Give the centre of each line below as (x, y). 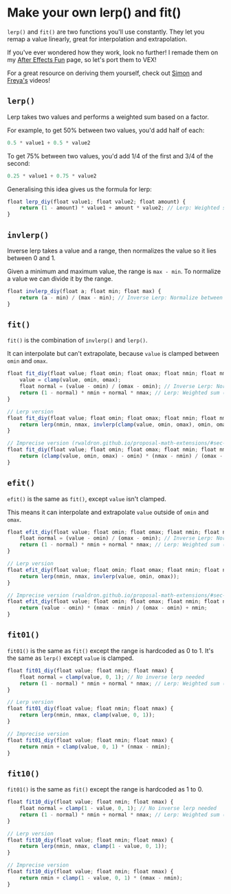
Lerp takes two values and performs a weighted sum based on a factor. (108, 117)
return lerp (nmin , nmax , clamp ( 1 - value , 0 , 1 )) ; (93, 847)
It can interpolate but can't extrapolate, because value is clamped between (113, 354)
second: (19, 163)
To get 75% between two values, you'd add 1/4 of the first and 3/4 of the (110, 156)
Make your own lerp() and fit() (94, 13)
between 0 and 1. (32, 258)
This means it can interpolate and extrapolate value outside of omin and (108, 512)
